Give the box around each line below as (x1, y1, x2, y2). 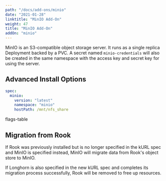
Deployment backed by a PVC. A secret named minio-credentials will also (5, 50, 160, 56)
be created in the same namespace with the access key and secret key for (5, 55, 159, 61)
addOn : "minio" (5, 31, 37, 36)
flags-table (5, 116, 28, 122)
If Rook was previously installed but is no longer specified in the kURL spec (5, 144, 161, 150)
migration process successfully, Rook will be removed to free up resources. (5, 170, 162, 176)
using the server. (5, 61, 40, 66)
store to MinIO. (5, 155, 36, 161)
